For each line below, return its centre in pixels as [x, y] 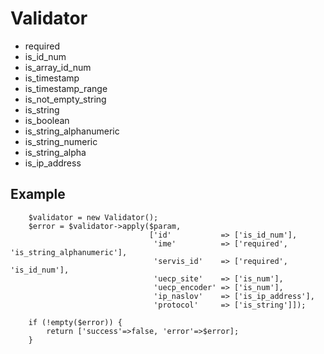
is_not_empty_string [65, 99]
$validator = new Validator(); [93, 217]
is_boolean [47, 120]
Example [38, 194]
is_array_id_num [58, 67]
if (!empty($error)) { [75, 322]
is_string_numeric [61, 141]
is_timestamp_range [66, 88]
